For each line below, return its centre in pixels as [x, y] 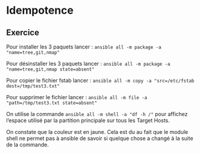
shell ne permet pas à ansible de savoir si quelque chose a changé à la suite [100, 138]
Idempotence [40, 10]
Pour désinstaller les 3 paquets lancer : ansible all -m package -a [88, 64]
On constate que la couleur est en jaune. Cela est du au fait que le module [97, 132]
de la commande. [27, 145]
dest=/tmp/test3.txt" [33, 86]
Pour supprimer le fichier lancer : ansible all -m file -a [77, 97]
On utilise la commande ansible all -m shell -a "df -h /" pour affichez [97, 114]
